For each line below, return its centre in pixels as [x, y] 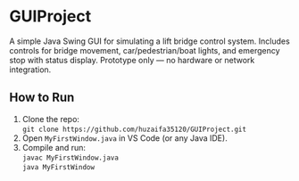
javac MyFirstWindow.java [70, 158]
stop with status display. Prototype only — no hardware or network [132, 60]
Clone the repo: [51, 119]
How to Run [42, 98]
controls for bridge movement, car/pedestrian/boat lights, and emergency [145, 50]
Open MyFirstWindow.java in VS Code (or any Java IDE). [125, 138]
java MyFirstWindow [58, 167]
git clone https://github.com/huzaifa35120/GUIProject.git [134, 129]
